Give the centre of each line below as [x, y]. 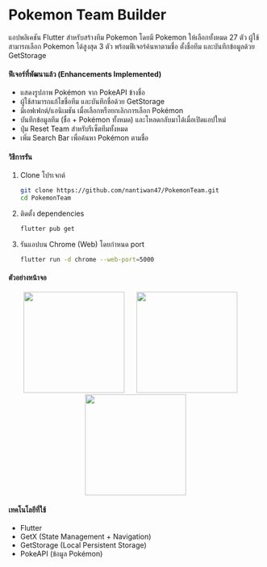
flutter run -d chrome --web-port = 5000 [87, 259]
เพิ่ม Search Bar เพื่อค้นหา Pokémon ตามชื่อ [84, 138]
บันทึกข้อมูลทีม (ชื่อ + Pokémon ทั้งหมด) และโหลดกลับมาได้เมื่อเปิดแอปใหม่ [123, 120]
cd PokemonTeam [46, 198]
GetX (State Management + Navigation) [86, 537]
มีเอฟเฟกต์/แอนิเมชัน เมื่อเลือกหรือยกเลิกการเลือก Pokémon [102, 111]
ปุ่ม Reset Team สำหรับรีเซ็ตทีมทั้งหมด [74, 129]
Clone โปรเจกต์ [43, 175]
